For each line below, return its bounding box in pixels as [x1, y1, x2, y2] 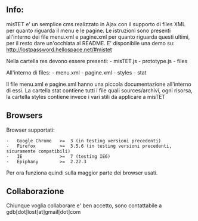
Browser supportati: [6, 126, 55, 133]
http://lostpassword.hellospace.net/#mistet [6, 46, 112, 53]
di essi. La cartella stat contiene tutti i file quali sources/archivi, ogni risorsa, [6, 86, 193, 94]
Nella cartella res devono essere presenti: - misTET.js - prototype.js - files [6, 57, 188, 64]
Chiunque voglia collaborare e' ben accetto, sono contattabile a [6, 202, 162, 209]
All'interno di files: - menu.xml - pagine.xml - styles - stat [6, 69, 147, 76]
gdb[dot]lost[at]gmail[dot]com [6, 208, 81, 216]
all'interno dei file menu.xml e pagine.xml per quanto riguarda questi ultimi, [6, 33, 190, 41]
